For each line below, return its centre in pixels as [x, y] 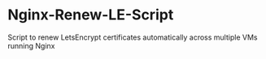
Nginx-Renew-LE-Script [91, 15]
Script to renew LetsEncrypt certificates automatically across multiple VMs [133, 37]
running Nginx [31, 45]
